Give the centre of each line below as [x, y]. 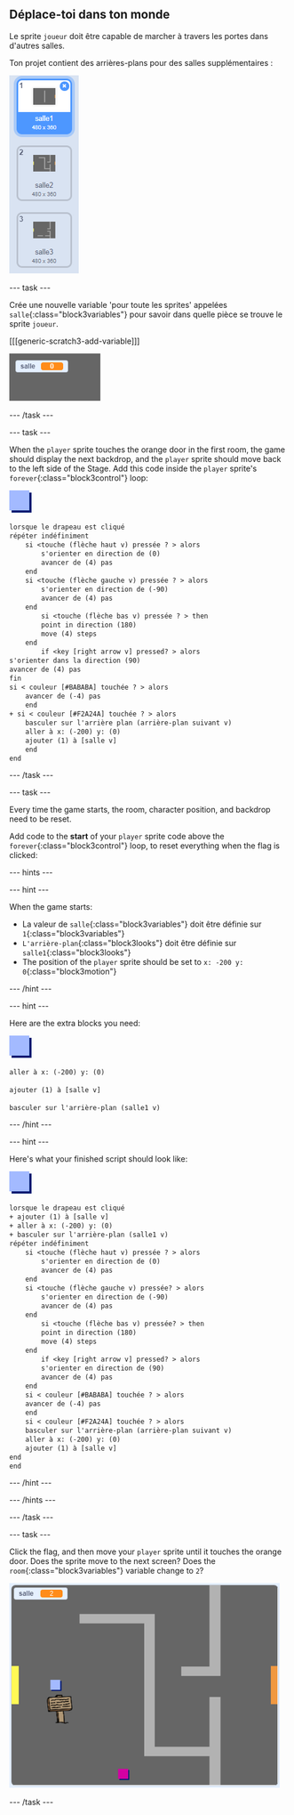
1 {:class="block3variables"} [73, 933]
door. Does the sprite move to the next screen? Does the [112, 1560]
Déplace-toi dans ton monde [90, 15]
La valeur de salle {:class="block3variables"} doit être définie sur [142, 924]
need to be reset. [40, 819]
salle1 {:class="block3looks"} [76, 952]
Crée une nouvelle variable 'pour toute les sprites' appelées [119, 304]
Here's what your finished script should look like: [99, 1159]
